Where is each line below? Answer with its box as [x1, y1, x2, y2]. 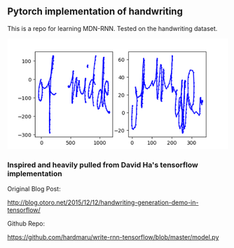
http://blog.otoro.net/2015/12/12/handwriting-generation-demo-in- [7, 198, 199, 207]
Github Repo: [7, 219, 46, 228]
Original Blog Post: [7, 185, 61, 193]
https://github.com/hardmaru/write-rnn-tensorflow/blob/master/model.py [7, 233, 219, 242]
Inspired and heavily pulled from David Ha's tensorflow [7, 159, 198, 169]
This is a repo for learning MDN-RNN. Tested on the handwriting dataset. [7, 24, 218, 32]
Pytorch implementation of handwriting [7, 6, 184, 18]
